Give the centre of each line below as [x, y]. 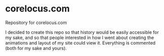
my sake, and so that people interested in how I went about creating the [80, 37]
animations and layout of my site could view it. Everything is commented [80, 42]
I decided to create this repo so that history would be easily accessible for [82, 32]
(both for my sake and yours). [36, 48]
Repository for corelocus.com [36, 22]
